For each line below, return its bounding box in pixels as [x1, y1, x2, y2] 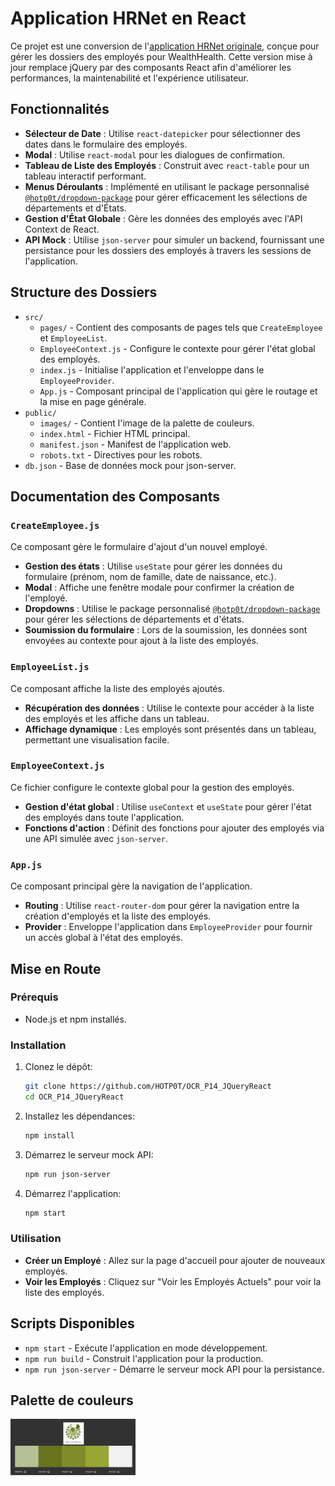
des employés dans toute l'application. [24, 811, 185, 823]
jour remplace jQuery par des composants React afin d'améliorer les [10, 61, 292, 73]
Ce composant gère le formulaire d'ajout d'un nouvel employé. [10, 541, 268, 553]
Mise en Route [10, 960, 102, 977]
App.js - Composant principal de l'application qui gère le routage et [39, 385, 318, 397]
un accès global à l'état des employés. [24, 932, 184, 944]
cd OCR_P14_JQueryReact [24, 1092, 125, 1102]
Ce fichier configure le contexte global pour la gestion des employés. [10, 781, 295, 793]
